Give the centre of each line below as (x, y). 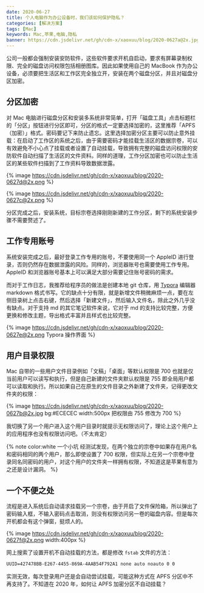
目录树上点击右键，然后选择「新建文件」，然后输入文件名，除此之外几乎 (100, 300)
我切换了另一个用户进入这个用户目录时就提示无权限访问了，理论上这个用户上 (102, 426)
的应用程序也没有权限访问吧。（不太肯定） (58, 434)
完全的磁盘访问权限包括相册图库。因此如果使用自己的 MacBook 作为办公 (107, 66)
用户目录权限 (30, 356)
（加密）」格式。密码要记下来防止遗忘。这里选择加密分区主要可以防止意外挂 (101, 133)
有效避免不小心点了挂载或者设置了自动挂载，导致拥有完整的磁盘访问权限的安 (102, 148)
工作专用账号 (30, 241)
